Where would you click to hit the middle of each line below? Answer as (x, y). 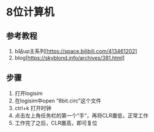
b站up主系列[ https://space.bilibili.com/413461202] (76, 51)
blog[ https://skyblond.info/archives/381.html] (70, 58)
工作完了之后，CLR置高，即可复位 (56, 123)
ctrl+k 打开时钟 (33, 108)
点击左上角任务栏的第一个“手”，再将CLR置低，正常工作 (81, 115)
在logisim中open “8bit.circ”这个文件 (58, 101)
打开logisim (29, 93)
